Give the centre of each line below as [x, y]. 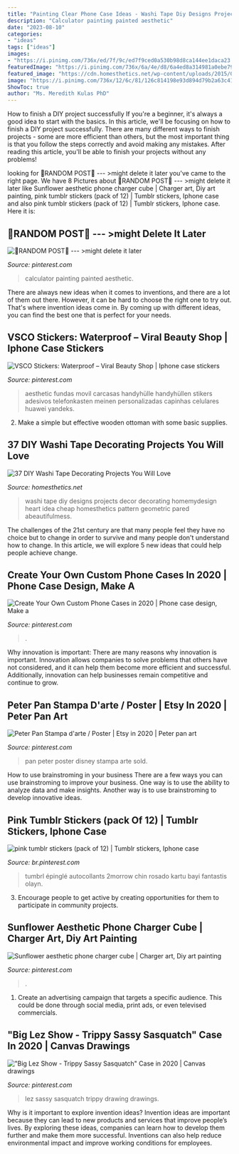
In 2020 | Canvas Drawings [69, 1046]
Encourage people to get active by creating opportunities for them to [118, 897]
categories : [25, 34]
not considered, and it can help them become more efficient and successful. [119, 667]
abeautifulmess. [48, 516]
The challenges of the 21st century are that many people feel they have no [116, 530]
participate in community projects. [68, 905]
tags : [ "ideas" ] [31, 47]
